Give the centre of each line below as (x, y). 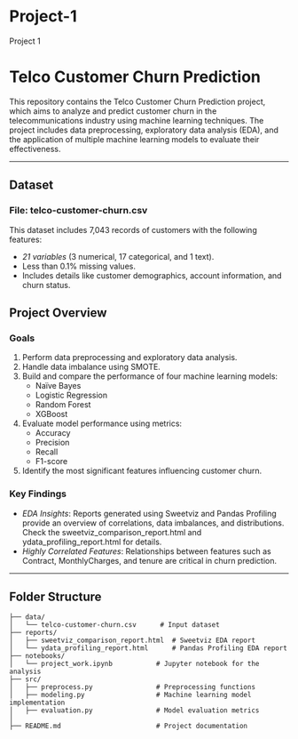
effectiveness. (35, 149)
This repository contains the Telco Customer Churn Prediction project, (137, 101)
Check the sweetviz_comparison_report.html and (112, 532)
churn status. (46, 285)
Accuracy (53, 433)
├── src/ (25, 679)
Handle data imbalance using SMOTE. (91, 367)
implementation (37, 703)
